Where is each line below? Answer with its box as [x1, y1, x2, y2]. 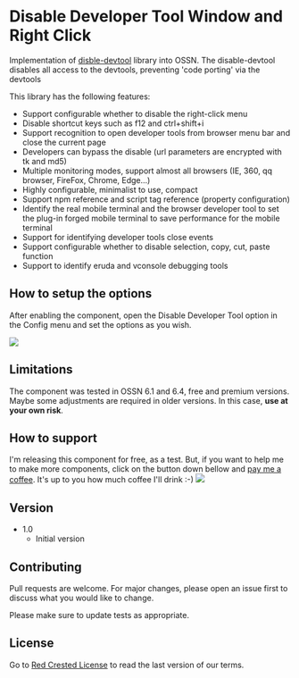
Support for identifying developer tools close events [21, 231, 214, 242]
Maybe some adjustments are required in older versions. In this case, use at [9, 395, 288, 406]
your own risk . [9, 405, 64, 415]
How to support [9, 431, 98, 446]
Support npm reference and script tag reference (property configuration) [21, 194, 290, 205]
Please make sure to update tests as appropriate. [9, 610, 190, 620]
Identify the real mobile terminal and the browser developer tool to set [21, 203, 279, 213]
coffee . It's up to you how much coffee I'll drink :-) [9, 474, 195, 485]
